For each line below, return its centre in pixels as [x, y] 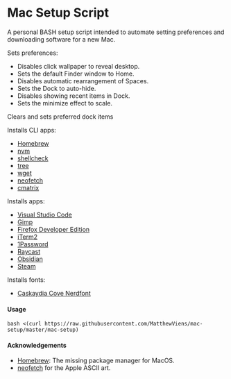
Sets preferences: [33, 53]
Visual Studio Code [45, 214]
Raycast [28, 251]
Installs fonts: [26, 280]
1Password [33, 244]
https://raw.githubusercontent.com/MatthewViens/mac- [123, 324]
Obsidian [30, 259]
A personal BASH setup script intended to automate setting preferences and [116, 32]
